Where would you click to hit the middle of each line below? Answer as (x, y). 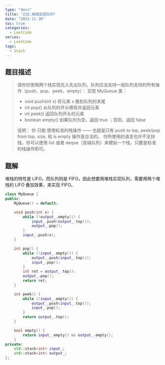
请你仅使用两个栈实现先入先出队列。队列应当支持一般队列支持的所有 (86, 85)
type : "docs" (18, 10)
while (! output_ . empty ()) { (51, 217)
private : (14, 344)
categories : (17, 28)
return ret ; (35, 281)
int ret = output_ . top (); (49, 271)
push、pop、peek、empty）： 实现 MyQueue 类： (76, 91)
